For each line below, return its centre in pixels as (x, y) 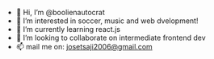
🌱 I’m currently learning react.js (68, 29)
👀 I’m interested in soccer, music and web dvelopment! (107, 21)
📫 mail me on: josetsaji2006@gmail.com (84, 47)
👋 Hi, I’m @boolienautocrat (60, 12)
